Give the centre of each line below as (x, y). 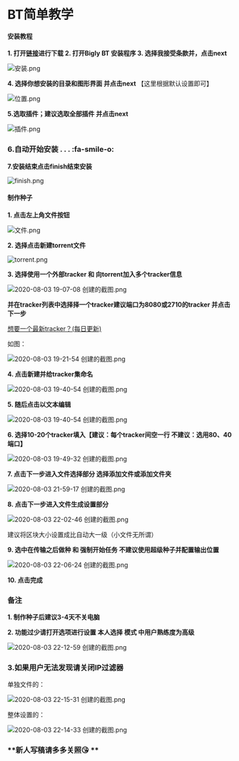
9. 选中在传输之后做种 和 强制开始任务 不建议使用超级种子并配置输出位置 (113, 549)
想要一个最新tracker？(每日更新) (55, 328)
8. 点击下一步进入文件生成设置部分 (58, 504)
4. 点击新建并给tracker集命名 (50, 374)
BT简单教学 (40, 15)
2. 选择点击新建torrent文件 (47, 245)
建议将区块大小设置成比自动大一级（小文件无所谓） (82, 534)
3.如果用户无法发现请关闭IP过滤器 (65, 668)
